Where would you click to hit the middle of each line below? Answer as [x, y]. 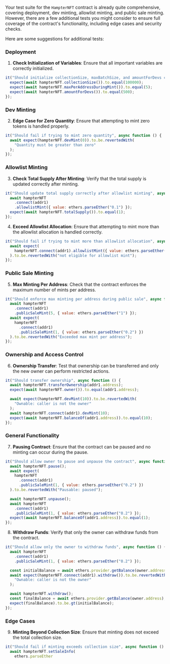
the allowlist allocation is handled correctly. [57, 232]
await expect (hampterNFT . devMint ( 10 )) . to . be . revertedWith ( [73, 399]
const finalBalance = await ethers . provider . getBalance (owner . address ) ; [88, 599]
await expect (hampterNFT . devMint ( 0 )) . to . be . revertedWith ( [72, 140]
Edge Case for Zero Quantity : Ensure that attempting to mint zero [81, 120]
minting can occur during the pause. [50, 452]
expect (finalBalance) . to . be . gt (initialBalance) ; [62, 603]
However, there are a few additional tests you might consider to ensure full [83, 18]
